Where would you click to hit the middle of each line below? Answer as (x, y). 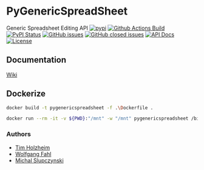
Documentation (36, 60)
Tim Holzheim (32, 148)
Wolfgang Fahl (33, 154)
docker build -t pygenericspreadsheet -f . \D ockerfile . (80, 107)
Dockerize (26, 94)
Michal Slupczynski (39, 160)
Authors (19, 134)
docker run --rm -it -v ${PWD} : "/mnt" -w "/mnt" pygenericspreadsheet (97, 119)
